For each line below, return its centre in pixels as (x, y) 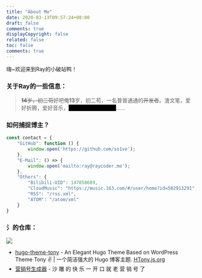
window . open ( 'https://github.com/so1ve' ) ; (82, 149)
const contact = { (29, 138)
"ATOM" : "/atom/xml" (54, 200)
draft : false (23, 23)
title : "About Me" (29, 12)
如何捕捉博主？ (28, 125)
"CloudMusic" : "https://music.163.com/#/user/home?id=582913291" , (113, 188)
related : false (25, 40)
